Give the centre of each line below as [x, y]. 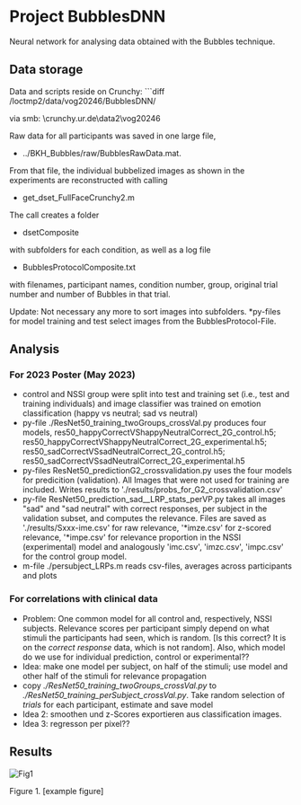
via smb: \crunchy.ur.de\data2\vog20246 [85, 118]
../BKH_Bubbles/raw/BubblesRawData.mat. [102, 153]
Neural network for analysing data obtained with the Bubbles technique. [142, 41]
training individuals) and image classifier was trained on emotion [142, 404]
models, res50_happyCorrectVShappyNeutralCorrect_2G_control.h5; [149, 432]
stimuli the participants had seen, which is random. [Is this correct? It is [154, 637]
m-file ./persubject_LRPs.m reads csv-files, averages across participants [157, 566]
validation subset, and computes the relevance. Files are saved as [144, 518]
